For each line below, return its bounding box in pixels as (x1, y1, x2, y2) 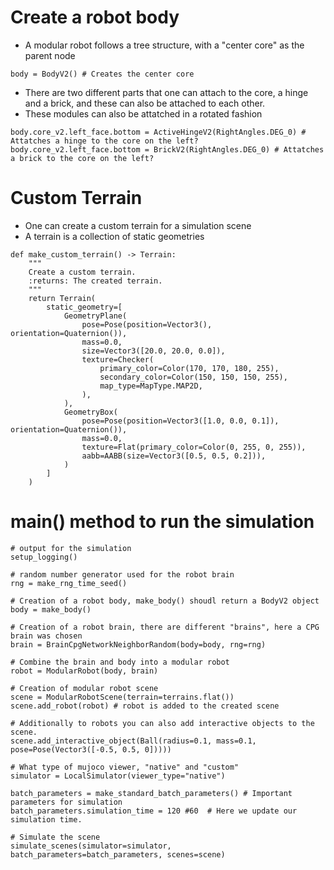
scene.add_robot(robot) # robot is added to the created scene (10, 701, 280, 711)
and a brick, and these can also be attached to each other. (24, 97, 266, 109)
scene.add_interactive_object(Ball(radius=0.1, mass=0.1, (10, 736, 257, 746)
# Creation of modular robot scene (10, 683, 159, 693)
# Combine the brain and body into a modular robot (10, 657, 230, 667)
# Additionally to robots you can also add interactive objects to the (10, 718, 315, 728)
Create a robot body (10, 6, 180, 29)
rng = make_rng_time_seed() (10, 578, 128, 588)
